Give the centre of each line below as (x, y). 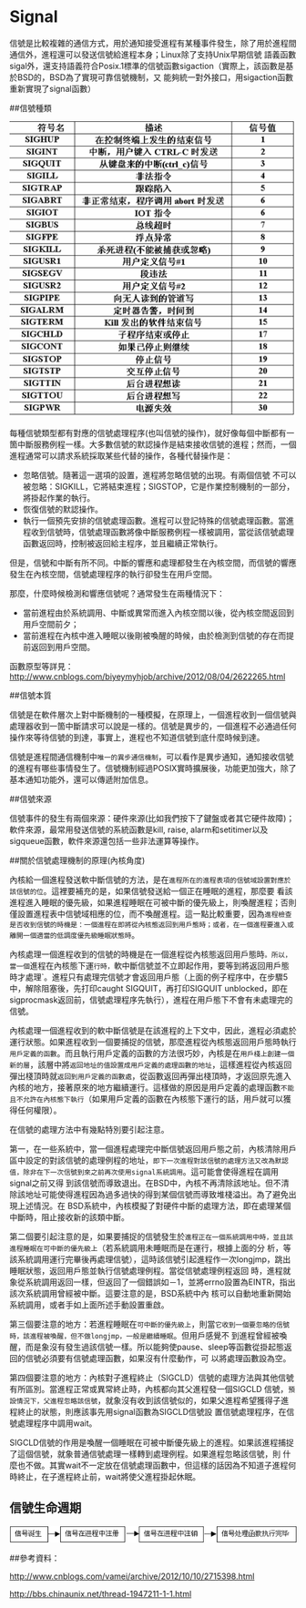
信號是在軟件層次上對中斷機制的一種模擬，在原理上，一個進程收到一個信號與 (153, 714)
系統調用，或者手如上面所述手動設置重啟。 (89, 1305)
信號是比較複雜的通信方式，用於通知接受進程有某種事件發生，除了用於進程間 (153, 43)
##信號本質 (31, 695)
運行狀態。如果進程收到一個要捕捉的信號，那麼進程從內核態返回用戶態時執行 (153, 1042)
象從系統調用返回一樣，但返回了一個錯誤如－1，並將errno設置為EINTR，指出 (153, 1282)
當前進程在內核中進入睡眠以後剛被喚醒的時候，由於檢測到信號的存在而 (154, 636)
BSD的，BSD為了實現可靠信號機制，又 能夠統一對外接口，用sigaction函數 (155, 77)
